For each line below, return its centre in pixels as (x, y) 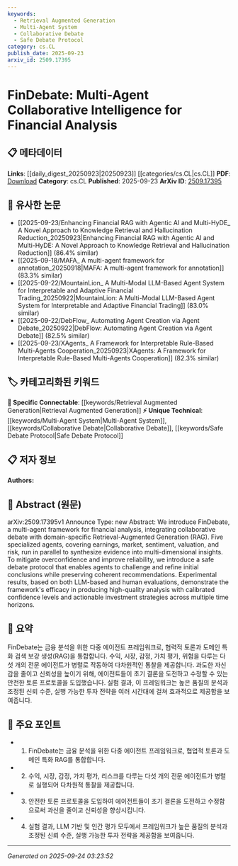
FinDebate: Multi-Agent (78, 95)
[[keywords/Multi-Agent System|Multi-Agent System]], (87, 421)
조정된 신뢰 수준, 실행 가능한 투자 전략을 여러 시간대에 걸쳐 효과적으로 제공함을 (115, 691)
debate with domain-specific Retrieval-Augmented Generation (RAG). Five (115, 537)
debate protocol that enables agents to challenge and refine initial (103, 567)
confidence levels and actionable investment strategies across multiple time (118, 597)
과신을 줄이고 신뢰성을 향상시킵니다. (97, 810)
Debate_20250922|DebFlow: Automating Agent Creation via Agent (115, 328)
